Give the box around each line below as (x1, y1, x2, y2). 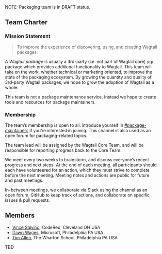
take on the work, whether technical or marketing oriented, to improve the (5, 69, 153, 75)
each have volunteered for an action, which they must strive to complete (5, 167, 150, 173)
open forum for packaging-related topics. (5, 133, 88, 138)
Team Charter (5, 18, 48, 26)
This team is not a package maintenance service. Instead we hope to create (5, 94, 157, 99)
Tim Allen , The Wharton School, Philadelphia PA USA (12, 234, 118, 240)
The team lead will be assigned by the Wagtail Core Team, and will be (5, 142, 144, 148)
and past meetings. (5, 177, 44, 183)
